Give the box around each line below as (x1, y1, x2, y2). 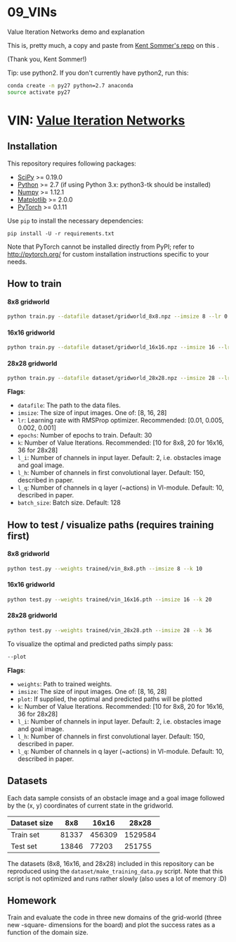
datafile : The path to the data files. (17, 401, 121, 409)
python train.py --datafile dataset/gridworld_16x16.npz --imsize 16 (7, 344, 216, 351)
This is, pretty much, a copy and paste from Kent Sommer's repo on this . (7, 41, 219, 49)
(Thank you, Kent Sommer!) (7, 54, 87, 63)
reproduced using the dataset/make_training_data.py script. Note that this (7, 867, 223, 875)
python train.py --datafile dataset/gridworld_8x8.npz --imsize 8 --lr (7, 313, 221, 321)
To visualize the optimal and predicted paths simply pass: (7, 639, 173, 648)
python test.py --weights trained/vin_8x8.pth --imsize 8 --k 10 (7, 565, 202, 572)
